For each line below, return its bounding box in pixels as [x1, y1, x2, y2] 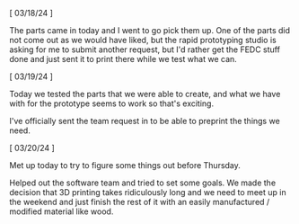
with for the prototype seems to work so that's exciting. [9, 98, 214, 109]
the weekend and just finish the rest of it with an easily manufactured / [9, 197, 270, 207]
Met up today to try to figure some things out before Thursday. [9, 160, 241, 170]
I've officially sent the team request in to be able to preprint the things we [9, 116, 280, 126]
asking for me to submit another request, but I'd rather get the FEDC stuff [9, 44, 281, 55]
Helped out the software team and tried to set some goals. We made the [9, 177, 277, 188]
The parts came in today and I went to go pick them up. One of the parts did [9, 25, 290, 35]
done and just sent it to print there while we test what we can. [9, 54, 238, 64]
